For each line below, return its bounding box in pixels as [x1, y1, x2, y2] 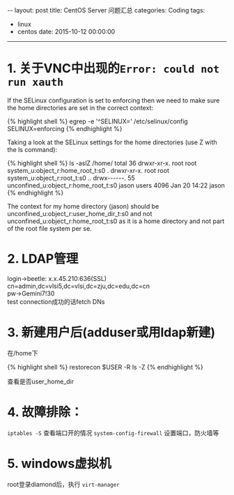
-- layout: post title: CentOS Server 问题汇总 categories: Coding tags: [7, 6, 205, 14]
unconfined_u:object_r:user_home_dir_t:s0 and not [7, 209, 153, 218]
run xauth [7, 76, 64, 89]
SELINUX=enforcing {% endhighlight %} [7, 124, 123, 132]
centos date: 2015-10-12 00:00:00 [17, 27, 116, 36]
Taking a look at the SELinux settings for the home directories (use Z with [7, 138, 217, 146]
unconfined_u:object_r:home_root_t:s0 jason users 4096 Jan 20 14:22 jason [7, 181, 225, 190]
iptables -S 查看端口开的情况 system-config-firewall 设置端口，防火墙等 [7, 428, 219, 437]
